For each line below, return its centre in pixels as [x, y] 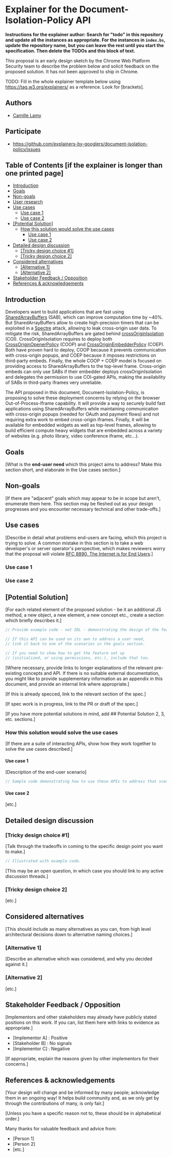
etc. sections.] [20, 719]
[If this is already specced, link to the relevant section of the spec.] [76, 694]
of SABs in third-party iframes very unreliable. [54, 383]
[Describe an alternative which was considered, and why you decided [79, 959]
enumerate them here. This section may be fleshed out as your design [79, 504]
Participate [23, 132]
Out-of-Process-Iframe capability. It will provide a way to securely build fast [85, 403]
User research [28, 202]
